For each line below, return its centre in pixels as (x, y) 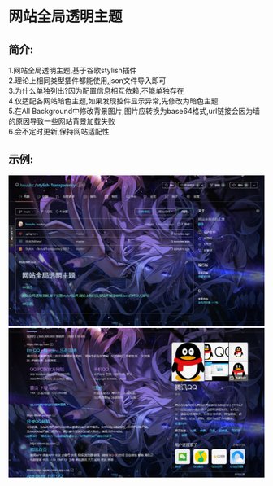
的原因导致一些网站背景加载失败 (62, 121)
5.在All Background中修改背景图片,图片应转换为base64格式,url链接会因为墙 (134, 111)
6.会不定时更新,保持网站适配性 (59, 131)
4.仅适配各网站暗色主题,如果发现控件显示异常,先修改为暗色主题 (113, 101)
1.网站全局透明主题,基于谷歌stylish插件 (73, 70)
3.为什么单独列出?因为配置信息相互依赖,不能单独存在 (96, 91)
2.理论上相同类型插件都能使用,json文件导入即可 (87, 81)
